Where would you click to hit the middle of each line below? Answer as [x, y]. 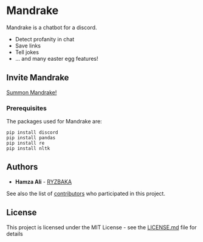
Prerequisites [26, 108]
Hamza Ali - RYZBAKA [43, 181]
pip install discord [33, 133]
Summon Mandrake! [32, 92]
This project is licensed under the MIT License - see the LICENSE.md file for [101, 227]
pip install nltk [28, 149]
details [15, 233]
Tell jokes [27, 52]
